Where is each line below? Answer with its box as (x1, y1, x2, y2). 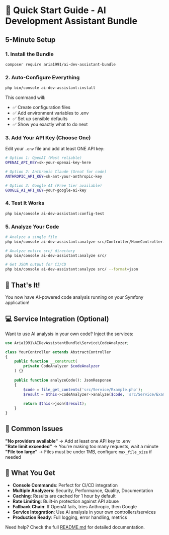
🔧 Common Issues (5, 424, 63, 433)
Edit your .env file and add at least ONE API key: (5, 146, 105, 152)
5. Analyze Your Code (5, 223, 59, 230)
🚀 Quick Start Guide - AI (5, 5, 107, 16)
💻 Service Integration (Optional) (5, 315, 109, 324)
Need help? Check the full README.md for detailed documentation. (5, 524, 145, 530)
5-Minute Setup (5, 35, 56, 44)
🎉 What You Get (5, 469, 55, 477)
